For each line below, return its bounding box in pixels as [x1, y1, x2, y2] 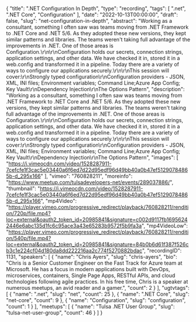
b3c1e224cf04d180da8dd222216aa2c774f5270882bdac [6, 247, 142, 254]
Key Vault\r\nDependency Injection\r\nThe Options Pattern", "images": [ [6, 154, 178, 161]
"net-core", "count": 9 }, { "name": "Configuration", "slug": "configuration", [6, 297, 186, 303]
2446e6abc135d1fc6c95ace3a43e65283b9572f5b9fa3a [6, 222, 142, 229]
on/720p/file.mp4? [6, 210, 51, 217]
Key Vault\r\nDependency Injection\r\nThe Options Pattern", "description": [6, 86, 185, 92]
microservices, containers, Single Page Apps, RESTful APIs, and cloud [6, 272, 176, 279]
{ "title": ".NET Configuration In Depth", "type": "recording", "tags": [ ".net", [6, 5, 186, 12]
